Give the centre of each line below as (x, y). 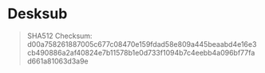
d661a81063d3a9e (57, 61)
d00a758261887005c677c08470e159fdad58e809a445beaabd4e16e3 (142, 44)
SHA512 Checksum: (59, 36)
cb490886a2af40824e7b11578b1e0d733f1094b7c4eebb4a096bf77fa (141, 52)
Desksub (38, 14)
